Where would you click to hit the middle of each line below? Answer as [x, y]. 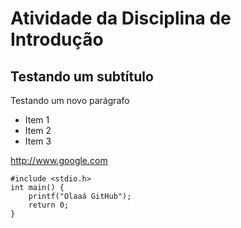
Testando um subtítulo [82, 76]
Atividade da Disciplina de [121, 18]
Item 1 [37, 120]
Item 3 [38, 141]
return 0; [49, 205]
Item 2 [38, 130]
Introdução [57, 39]
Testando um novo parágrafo [70, 100]
